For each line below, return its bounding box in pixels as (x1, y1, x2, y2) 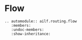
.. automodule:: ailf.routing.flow (4, 19, 77, 24)
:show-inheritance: (11, 31, 51, 36)
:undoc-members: (11, 27, 44, 32)
